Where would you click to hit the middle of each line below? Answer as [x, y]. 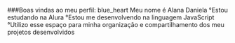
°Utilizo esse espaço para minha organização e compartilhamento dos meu [116, 25]
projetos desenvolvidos [41, 32]
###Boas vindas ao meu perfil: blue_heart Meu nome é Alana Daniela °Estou [117, 10]
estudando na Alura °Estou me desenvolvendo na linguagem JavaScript [111, 17]
